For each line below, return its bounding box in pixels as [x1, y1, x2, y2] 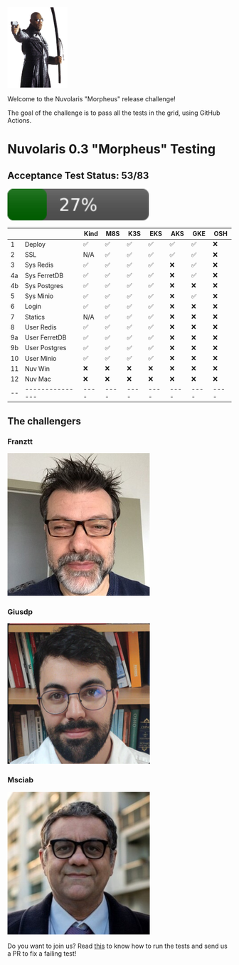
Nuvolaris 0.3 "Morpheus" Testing [7, 141, 216, 158]
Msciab [7, 775, 34, 785]
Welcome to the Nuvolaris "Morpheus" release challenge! [7, 95, 176, 103]
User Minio [24, 354, 57, 362]
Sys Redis [24, 260, 54, 270]
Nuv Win [24, 364, 51, 373]
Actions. [7, 116, 32, 124]
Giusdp [7, 606, 33, 616]
